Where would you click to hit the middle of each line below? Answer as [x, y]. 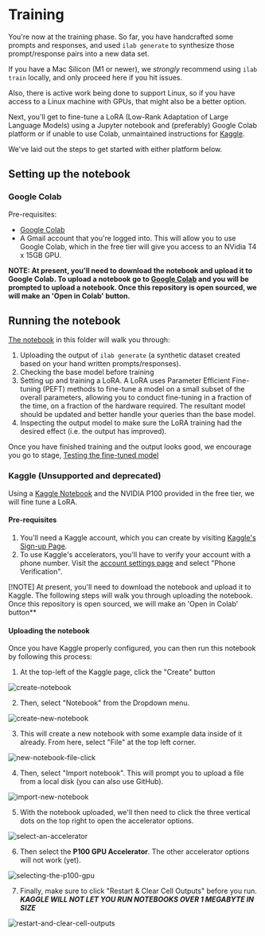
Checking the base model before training [87, 372]
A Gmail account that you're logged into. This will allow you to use [128, 238]
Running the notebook [64, 321]
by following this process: [51, 657]
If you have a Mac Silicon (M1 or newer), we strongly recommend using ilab [133, 68]
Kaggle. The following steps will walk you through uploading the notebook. [131, 595]
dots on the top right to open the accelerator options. [107, 821]
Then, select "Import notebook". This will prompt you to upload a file [132, 773]
